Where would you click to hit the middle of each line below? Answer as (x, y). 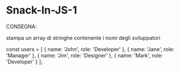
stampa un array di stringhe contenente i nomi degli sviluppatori (83, 38)
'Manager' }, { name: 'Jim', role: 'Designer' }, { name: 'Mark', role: (84, 55)
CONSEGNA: (21, 26)
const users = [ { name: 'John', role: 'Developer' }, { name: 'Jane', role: (90, 49)
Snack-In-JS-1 (42, 10)
